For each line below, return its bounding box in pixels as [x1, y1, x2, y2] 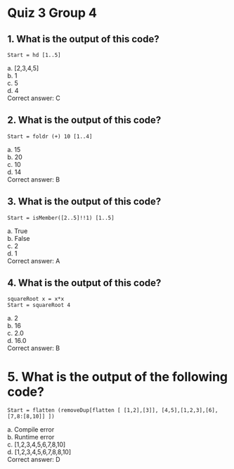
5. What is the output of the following [7, 368, 228, 384]
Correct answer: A [7, 256, 60, 265]
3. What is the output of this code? [7, 196, 162, 208]
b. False [7, 234, 30, 242]
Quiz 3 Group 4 [7, 5, 97, 21]
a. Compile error [7, 425, 55, 434]
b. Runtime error [7, 433, 55, 442]
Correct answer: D [7, 456, 61, 464]
